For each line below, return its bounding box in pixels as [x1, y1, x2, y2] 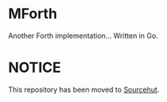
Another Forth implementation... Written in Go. [8, 31, 158, 40]
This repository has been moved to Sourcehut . [8, 85, 160, 94]
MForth [8, 5, 58, 23]
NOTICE [8, 59, 62, 77]
